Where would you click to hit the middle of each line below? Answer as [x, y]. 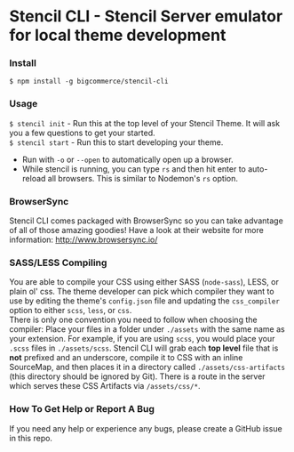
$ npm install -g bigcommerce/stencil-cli [89, 82]
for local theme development [118, 35]
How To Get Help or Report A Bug [82, 409]
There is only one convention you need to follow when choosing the [133, 320]
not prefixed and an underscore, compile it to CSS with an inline [126, 358]
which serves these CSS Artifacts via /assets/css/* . [105, 386]
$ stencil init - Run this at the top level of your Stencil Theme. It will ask [145, 123]
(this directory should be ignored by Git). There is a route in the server [137, 376]
